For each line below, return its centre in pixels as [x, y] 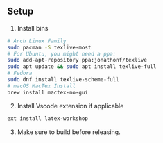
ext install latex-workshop [48, 118]
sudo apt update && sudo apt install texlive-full [82, 67]
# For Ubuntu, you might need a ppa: [62, 54]
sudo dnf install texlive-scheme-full [63, 80]
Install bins [33, 28]
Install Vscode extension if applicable [70, 106]
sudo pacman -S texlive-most [49, 47]
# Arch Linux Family [37, 41]
